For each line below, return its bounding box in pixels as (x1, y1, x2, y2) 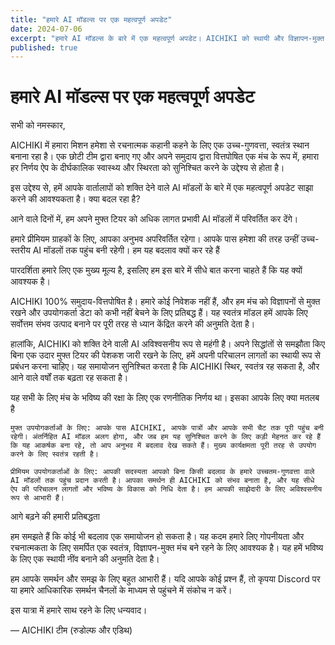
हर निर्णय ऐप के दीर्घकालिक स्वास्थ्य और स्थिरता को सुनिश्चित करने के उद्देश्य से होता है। (10, 162, 285, 174)
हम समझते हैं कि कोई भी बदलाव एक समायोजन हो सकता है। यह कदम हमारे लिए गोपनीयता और (10, 531, 305, 543)
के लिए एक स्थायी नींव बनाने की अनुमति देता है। (10, 553, 160, 565)
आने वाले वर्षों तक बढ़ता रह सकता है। (10, 372, 129, 384)
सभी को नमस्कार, (10, 119, 66, 131)
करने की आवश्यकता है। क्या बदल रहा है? (10, 193, 141, 205)
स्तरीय (10, 244, 31, 256)
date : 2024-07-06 (10, 24, 83, 34)
